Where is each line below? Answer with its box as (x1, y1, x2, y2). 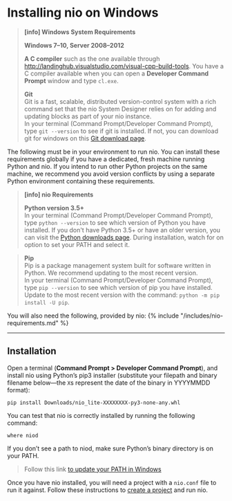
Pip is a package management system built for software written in (23, 261, 211, 269)
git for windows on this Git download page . (23, 134, 146, 143)
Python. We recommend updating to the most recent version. (23, 268, 198, 277)
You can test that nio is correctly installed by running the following (7, 411, 195, 419)
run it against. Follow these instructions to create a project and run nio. (7, 486, 209, 494)
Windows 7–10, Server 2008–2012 (23, 41, 124, 49)
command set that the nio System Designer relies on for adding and (23, 104, 217, 113)
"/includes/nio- (180, 311, 223, 320)
